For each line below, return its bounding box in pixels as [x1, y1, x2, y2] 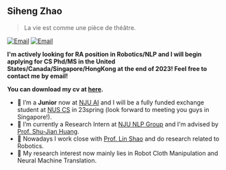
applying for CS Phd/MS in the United [7, 57, 116, 66]
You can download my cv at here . [7, 85, 104, 93]
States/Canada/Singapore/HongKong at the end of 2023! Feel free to [7, 64, 208, 72]
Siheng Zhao [7, 5, 63, 17]
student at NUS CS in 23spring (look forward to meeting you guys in [16, 105, 210, 113]
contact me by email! [7, 72, 68, 80]
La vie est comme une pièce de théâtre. [23, 23, 136, 31]
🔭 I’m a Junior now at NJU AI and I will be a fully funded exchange [16, 98, 204, 107]
